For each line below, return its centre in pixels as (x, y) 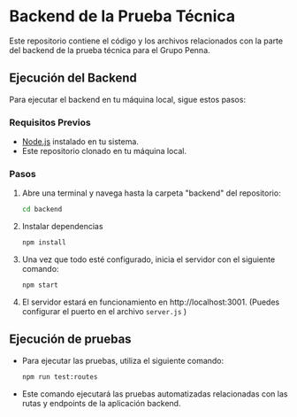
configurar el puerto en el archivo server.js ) (104, 311)
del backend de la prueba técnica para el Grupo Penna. (110, 50)
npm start (40, 285)
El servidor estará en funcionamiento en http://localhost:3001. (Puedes (151, 302)
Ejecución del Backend (73, 78)
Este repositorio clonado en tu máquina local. (104, 151)
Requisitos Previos (50, 122)
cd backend (42, 210)
